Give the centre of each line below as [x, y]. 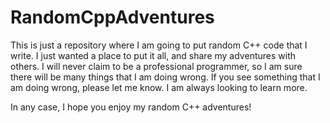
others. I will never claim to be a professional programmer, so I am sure [156, 66]
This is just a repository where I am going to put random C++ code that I [159, 45]
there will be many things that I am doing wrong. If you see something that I [165, 77]
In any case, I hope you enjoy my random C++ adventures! [131, 107]
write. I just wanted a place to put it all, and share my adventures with [153, 55]
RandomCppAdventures [112, 17]
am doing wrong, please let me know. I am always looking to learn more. [159, 87]
